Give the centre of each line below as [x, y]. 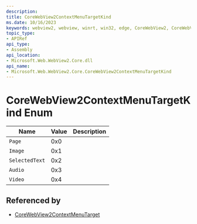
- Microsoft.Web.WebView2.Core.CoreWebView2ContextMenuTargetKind [89, 72]
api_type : [18, 45]
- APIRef [17, 39]
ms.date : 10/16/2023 [31, 22]
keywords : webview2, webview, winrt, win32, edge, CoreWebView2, [87, 28]
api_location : [23, 55]
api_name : [18, 66]
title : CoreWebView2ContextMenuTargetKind [59, 17]
